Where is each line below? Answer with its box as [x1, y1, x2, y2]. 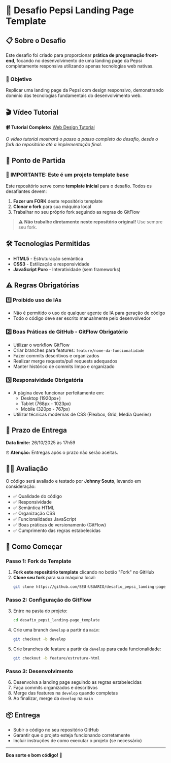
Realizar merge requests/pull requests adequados [13, 358, 118, 364]
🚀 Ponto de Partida [6, 156, 65, 164]
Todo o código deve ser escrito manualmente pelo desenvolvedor [13, 315, 151, 321]
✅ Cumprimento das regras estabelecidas [13, 527, 101, 534]
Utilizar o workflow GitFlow [13, 342, 70, 348]
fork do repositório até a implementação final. [6, 142, 102, 148]
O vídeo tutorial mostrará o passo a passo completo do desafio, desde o [6, 136, 158, 142]
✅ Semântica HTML [13, 505, 55, 511]
